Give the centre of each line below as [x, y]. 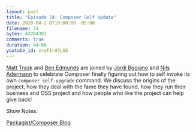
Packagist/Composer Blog [38, 122]
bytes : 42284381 [26, 34]
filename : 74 [22, 28]
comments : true [25, 39]
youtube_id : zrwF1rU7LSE [37, 51]
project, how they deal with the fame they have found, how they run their [96, 87]
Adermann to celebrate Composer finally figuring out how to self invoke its [98, 74]
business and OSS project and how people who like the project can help [95, 93]
